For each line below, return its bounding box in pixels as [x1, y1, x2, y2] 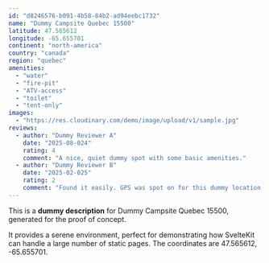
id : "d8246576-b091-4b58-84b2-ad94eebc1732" [8, 11, 160, 20]
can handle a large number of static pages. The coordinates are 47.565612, [8, 238, 258, 248]
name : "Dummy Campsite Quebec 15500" [8, 19, 135, 27]
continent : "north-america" [8, 42, 103, 50]
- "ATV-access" [15, 86, 67, 95]
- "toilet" [15, 94, 52, 102]
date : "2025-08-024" [23, 138, 92, 147]
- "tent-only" [15, 101, 63, 109]
